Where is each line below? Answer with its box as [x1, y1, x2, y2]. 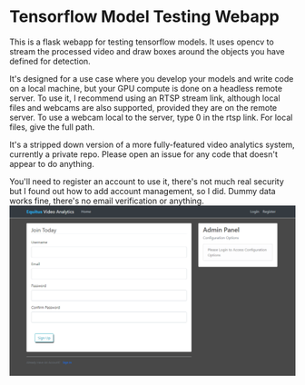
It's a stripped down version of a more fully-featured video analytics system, [9, 139, 295, 150]
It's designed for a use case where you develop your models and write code [9, 73, 294, 84]
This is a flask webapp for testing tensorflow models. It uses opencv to [9, 36, 274, 47]
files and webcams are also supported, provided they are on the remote [9, 102, 278, 113]
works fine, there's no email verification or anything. [9, 195, 204, 206]
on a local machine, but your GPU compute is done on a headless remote [9, 83, 283, 94]
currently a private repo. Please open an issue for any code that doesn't [9, 148, 279, 160]
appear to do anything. [9, 158, 95, 169]
